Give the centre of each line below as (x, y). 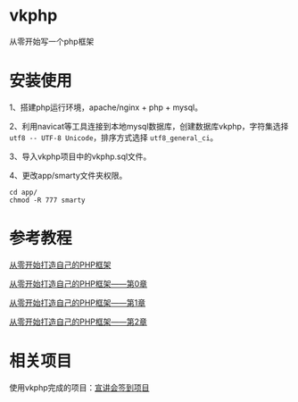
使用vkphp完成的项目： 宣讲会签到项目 (79, 387)
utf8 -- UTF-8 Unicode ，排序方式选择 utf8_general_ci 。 (114, 137)
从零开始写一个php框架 (52, 41)
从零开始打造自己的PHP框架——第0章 (79, 283)
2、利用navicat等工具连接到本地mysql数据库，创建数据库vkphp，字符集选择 (149, 126)
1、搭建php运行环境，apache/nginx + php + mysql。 (106, 107)
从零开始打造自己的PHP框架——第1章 (77, 302)
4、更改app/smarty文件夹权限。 (68, 175)
